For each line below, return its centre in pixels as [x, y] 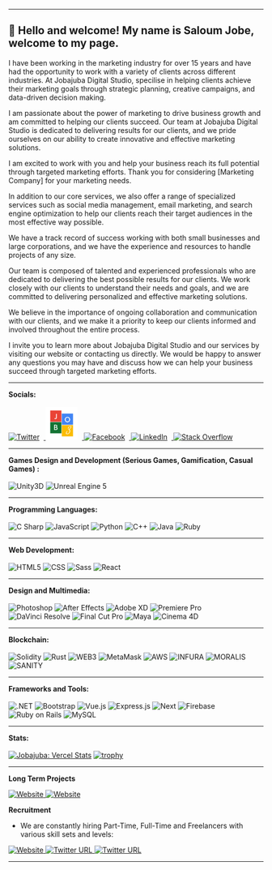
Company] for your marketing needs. [70, 180]
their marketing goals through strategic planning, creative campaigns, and [132, 88]
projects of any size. [42, 255]
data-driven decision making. [57, 97]
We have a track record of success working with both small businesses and [134, 238]
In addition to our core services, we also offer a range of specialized [122, 196]
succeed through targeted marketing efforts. [83, 371]
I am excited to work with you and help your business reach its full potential [134, 163]
